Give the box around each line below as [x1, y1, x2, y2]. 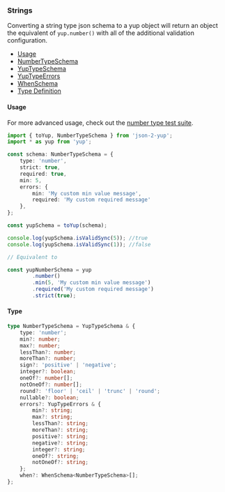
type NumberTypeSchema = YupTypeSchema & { [7, 323, 136, 330]
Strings [7, 6, 33, 15]
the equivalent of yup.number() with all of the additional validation [7, 29, 195, 37]
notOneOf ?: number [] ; [20, 381, 82, 388]
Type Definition [17, 87, 61, 96]
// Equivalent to [7, 253, 58, 260]
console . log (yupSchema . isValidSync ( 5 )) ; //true [7, 234, 148, 241]
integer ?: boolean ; [20, 368, 77, 375]
